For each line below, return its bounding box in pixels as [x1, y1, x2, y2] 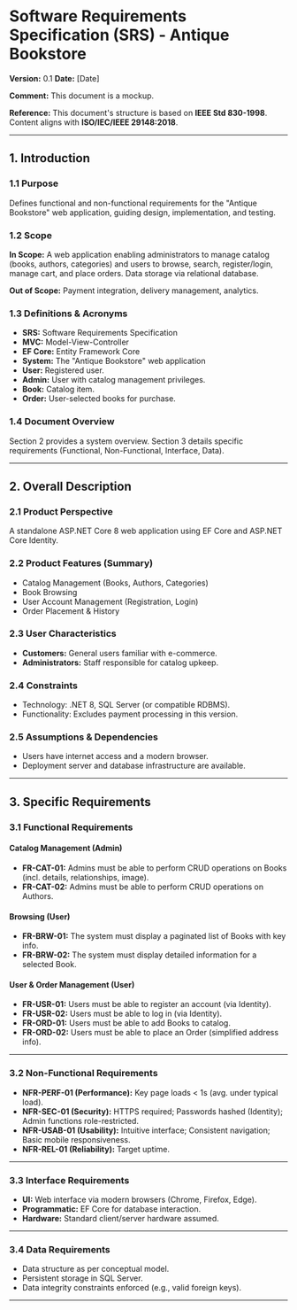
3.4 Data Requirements [9, 1243, 110, 1255]
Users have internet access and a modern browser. [21, 751, 209, 762]
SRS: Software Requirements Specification [21, 328, 179, 338]
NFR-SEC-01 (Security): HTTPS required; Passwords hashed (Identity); [21, 1105, 284, 1117]
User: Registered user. [21, 365, 104, 376]
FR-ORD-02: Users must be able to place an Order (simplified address [21, 1027, 279, 1038]
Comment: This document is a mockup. [9, 90, 155, 101]
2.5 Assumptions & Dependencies [9, 731, 159, 743]
